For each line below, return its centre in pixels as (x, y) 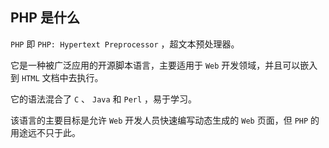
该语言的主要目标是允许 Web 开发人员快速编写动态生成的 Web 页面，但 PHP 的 (165, 120)
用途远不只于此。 (45, 132)
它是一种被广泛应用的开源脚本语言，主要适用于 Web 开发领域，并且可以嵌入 (164, 65)
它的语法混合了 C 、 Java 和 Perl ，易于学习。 (104, 99)
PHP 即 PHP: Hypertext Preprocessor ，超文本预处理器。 (125, 44)
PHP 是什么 (45, 18)
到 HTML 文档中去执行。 (57, 77)
